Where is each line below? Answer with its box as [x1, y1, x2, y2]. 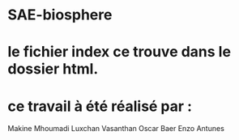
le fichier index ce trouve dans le [7, 43, 232, 62]
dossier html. [7, 60, 99, 78]
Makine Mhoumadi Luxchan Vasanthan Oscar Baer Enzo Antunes [7, 124, 224, 134]
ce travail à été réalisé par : [7, 97, 192, 115]
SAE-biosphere [7, 6, 113, 24]
